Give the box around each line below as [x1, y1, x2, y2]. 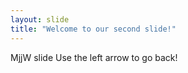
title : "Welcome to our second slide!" [10, 24, 177, 34]
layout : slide [10, 14, 70, 25]
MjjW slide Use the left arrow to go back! [10, 51, 178, 63]
